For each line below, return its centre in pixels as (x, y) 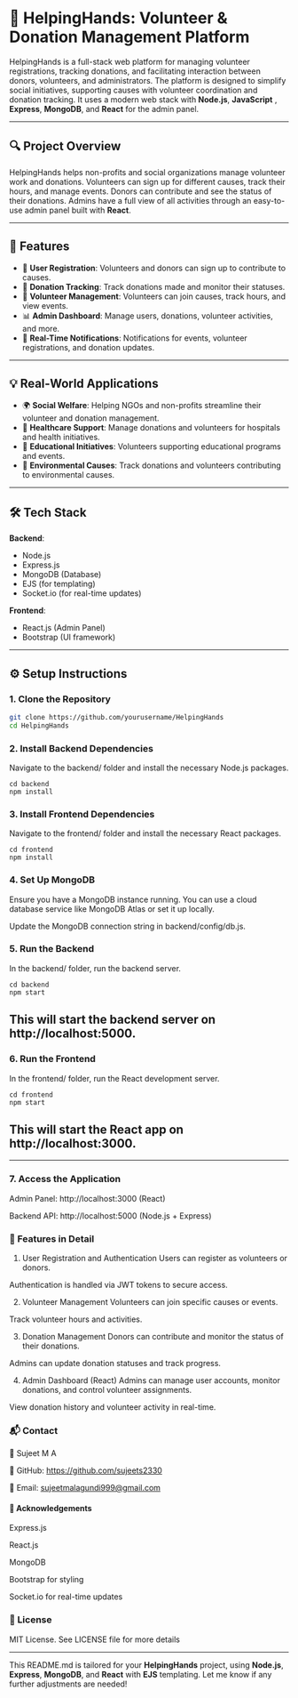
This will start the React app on (97, 1129)
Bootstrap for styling (47, 1580)
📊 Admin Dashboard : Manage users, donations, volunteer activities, (147, 316)
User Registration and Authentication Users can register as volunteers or (155, 1258)
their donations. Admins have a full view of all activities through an (130, 200)
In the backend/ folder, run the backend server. (95, 968)
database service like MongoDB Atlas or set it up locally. (112, 909)
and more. (41, 328)
